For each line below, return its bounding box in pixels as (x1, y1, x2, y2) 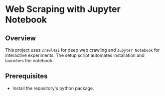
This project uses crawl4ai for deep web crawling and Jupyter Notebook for (5, 47, 160, 53)
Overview (5, 34, 36, 42)
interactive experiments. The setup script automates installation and (5, 52, 145, 58)
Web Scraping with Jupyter (5, 3, 121, 15)
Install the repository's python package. (12, 85, 94, 91)
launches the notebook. (5, 58, 54, 63)
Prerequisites (5, 72, 48, 81)
